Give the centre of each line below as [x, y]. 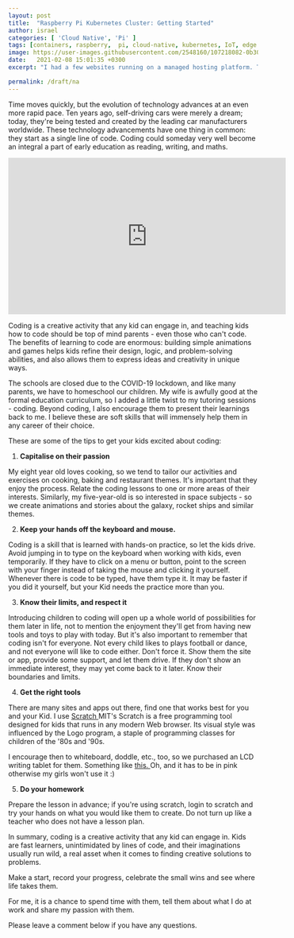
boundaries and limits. [44, 676]
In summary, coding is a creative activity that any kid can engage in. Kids [127, 836]
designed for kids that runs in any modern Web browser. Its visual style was [132, 724]
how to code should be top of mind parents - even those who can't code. [128, 334]
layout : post [30, 16]
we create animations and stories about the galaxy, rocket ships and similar [131, 505]
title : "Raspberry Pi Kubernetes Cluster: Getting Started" [111, 23]
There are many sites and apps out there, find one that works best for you [129, 707]
